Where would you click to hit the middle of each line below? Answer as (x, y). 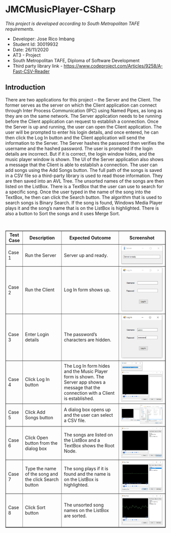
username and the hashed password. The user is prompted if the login (79, 148)
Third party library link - (37, 66)
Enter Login (37, 334)
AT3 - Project (26, 55)
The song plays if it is (86, 468)
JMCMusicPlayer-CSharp (61, 9)
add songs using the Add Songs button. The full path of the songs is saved (84, 170)
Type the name (41, 468)
